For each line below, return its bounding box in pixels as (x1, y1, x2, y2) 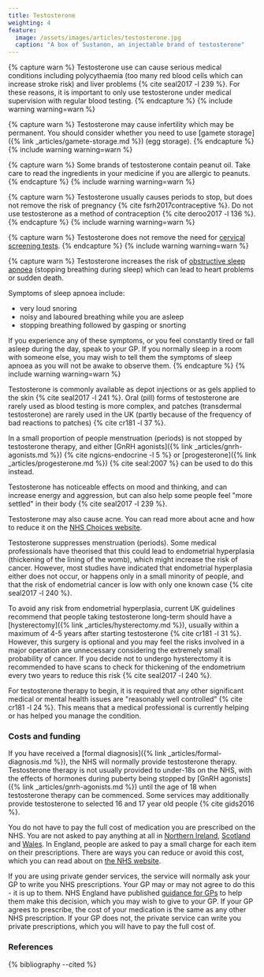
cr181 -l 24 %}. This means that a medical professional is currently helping (8, 703, 250, 713)
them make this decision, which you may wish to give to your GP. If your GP (8, 897, 254, 906)
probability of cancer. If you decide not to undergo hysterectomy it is (8, 654, 231, 664)
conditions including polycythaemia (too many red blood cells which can (8, 71, 243, 80)
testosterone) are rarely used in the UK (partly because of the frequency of (8, 410, 252, 419)
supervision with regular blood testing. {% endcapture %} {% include (8, 96, 233, 106)
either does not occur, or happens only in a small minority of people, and (8, 571, 244, 581)
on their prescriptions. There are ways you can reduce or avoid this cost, (8, 848, 244, 857)
